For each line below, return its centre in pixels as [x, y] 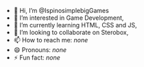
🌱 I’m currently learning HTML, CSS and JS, [75, 25]
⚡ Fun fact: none [37, 57]
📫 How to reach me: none [51, 40]
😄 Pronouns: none [40, 50]
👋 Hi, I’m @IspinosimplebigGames [61, 11]
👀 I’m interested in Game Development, [69, 18]
